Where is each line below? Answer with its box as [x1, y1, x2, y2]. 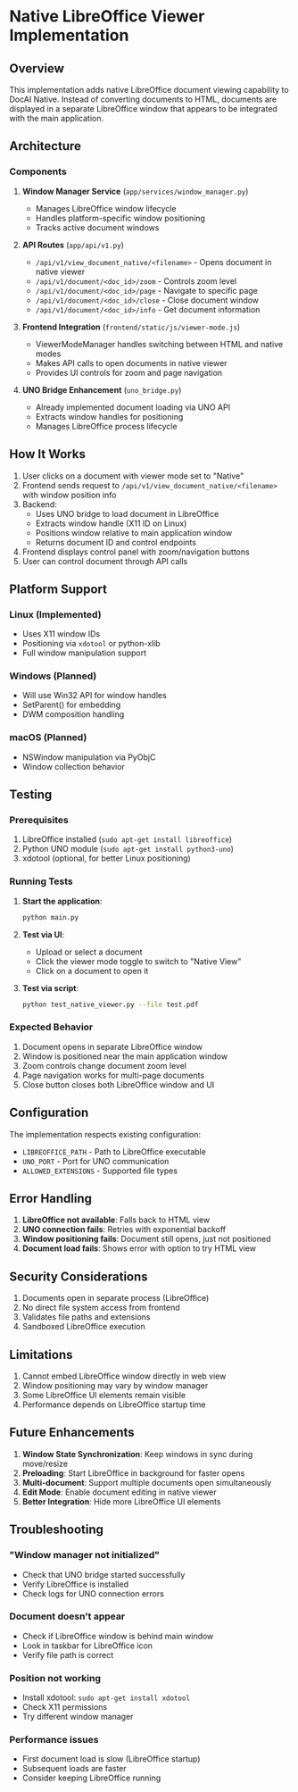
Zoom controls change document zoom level [21, 1060, 187, 1071]
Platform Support [9, 581, 107, 596]
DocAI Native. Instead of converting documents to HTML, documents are [9, 94, 277, 104]
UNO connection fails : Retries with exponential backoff [21, 1224, 226, 1235]
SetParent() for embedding [21, 699, 121, 711]
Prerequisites [9, 814, 69, 827]
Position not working [9, 1671, 101, 1684]
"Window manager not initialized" [9, 1549, 161, 1562]
